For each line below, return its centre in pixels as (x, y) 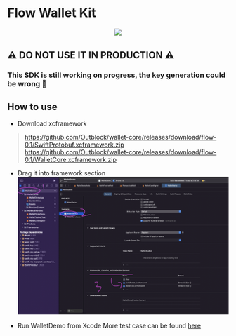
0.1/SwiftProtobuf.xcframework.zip (74, 145)
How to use (32, 107)
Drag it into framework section (61, 173)
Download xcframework (52, 123)
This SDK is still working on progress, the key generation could (117, 75)
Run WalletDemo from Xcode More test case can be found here (109, 325)
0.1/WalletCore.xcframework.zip (71, 160)
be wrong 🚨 (27, 84)
